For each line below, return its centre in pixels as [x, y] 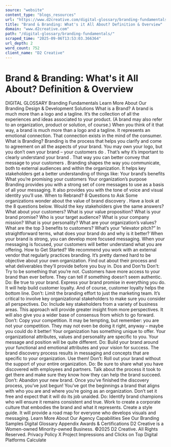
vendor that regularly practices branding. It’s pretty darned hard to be [78, 255]
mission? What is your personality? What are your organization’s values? [81, 222]
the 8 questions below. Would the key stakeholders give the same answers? [85, 206]
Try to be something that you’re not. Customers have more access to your [83, 272]
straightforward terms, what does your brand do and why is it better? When [84, 234]
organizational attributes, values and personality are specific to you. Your [82, 337]
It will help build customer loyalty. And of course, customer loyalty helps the [85, 288]
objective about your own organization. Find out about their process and [81, 261]
